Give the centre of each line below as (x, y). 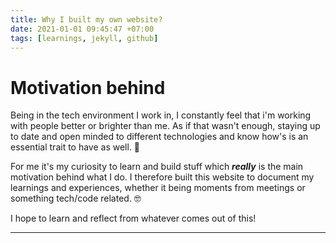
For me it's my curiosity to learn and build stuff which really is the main (157, 167)
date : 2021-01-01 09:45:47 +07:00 (82, 29)
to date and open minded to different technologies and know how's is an (159, 137)
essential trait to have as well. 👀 (75, 147)
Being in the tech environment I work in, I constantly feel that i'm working (161, 115)
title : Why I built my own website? (86, 19)
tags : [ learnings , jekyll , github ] (84, 38)
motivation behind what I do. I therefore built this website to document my (162, 177)
